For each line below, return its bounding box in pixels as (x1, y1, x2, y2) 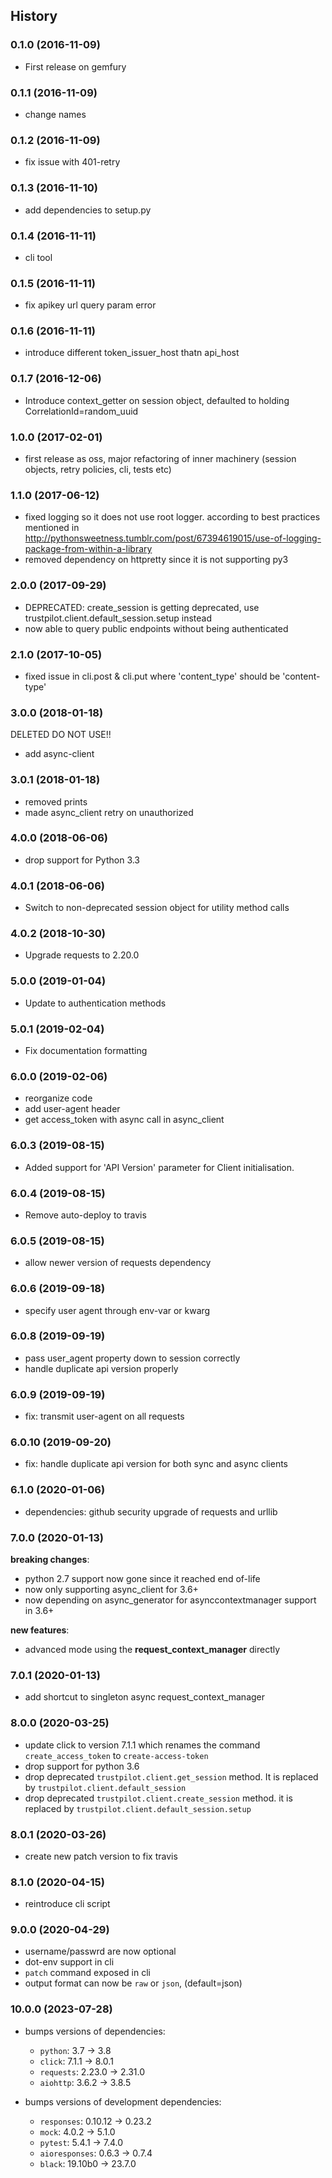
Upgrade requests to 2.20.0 (24, 949, 140, 961)
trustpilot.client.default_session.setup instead (24, 612, 213, 624)
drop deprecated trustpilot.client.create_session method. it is (24, 1792, 293, 1804)
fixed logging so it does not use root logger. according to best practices (24, 511, 321, 523)
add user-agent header (24, 1103, 121, 1115)
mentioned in (24, 522, 80, 534)
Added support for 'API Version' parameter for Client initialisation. (24, 1161, 295, 1173)
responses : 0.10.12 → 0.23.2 (39, 2115, 152, 2127)
